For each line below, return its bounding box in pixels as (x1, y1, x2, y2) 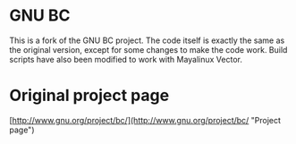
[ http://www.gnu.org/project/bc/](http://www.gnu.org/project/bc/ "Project (9, 114, 282, 125)
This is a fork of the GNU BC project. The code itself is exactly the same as (9, 35, 285, 46)
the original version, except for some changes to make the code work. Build (9, 44, 288, 55)
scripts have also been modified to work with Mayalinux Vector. (9, 54, 243, 64)
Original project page (9, 86, 170, 106)
